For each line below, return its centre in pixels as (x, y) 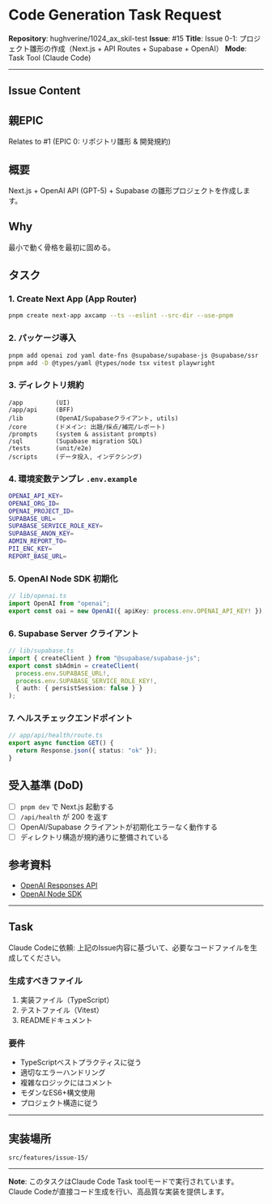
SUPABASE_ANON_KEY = (41, 534)
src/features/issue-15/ (49, 1158)
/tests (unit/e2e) (50, 448)
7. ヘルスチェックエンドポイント (71, 718)
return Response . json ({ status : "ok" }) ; (87, 751)
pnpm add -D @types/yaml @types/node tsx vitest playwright (112, 363)
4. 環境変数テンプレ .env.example (73, 479)
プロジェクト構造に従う (59, 1103)
